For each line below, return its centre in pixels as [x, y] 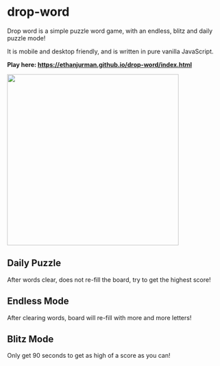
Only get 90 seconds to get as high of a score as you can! [89, 356]
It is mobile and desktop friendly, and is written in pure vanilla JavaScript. [110, 51]
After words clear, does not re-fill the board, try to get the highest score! [109, 279]
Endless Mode [38, 301]
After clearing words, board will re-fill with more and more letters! [99, 317]
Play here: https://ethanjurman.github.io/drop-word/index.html [100, 64]
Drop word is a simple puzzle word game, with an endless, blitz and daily [110, 31]
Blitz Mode [30, 339]
